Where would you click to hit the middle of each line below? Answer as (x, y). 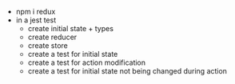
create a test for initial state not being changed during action (127, 71)
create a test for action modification (87, 62)
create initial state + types (71, 28)
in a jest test (36, 20)
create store (48, 46)
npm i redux (36, 12)
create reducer (52, 37)
